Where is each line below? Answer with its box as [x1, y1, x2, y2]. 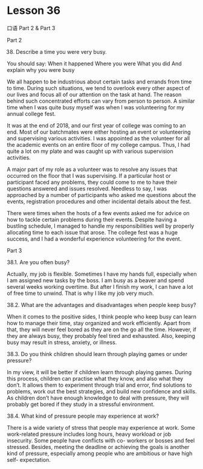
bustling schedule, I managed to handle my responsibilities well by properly [7, 222, 195, 230]
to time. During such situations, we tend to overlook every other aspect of [7, 84, 190, 91]
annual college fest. [7, 110, 56, 117]
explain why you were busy [7, 66, 75, 73]
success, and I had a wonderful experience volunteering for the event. [7, 235, 182, 242]
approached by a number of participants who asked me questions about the [7, 191, 196, 198]
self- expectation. [7, 456, 51, 463]
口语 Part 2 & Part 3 [7, 24, 56, 31]
